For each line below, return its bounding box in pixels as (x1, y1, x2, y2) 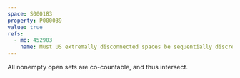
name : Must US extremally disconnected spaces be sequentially (20, 43, 213, 50)
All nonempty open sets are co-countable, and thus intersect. (7, 63, 188, 71)
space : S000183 (7, 10, 53, 18)
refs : (7, 30, 24, 38)
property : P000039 (7, 17, 62, 24)
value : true (7, 23, 43, 30)
